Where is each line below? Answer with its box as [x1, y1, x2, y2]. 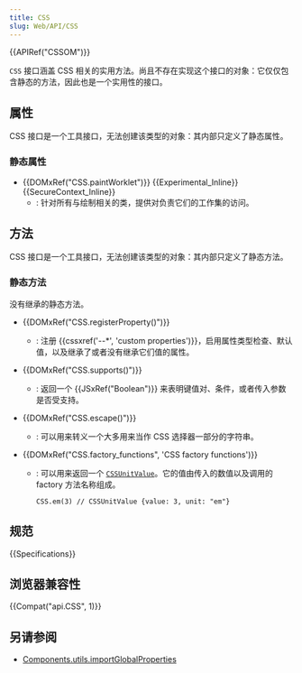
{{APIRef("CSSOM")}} [9, 46, 91, 57]
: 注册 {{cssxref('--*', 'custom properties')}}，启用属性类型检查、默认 [35, 335, 293, 346]
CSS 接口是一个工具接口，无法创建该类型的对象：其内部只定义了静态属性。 [9, 131, 288, 142]
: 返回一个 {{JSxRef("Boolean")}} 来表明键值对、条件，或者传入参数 [35, 383, 287, 393]
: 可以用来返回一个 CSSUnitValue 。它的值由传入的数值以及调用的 [35, 467, 273, 478]
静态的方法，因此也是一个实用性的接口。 [16, 76, 168, 87]
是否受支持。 [35, 394, 84, 405]
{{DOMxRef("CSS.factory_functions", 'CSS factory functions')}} [22, 448, 259, 460]
